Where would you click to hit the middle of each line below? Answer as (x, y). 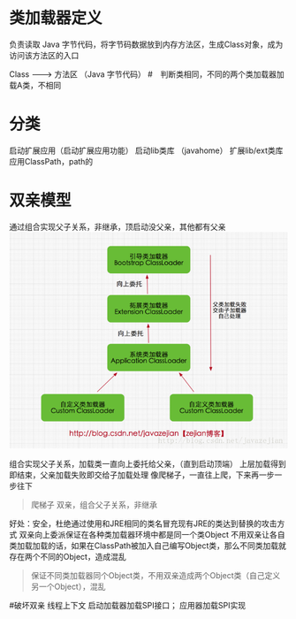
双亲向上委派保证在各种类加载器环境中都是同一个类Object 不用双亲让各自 (152, 535)
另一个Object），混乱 (68, 587)
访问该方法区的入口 (44, 55)
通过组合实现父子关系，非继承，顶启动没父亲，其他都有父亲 (118, 226)
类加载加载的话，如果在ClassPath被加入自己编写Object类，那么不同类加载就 (148, 546)
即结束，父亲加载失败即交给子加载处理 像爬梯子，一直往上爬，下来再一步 (142, 475)
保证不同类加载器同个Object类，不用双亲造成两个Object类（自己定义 (156, 576)
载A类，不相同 (35, 85)
